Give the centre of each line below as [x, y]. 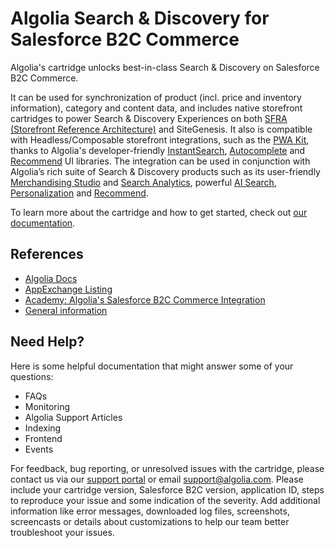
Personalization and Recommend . [79, 193]
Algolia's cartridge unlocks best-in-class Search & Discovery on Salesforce [165, 67]
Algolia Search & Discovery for [140, 18]
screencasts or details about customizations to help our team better [150, 521]
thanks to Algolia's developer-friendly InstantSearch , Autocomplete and [158, 150]
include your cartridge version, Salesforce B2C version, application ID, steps [167, 489]
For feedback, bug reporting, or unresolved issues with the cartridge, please [167, 468]
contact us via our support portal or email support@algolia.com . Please [157, 479]
